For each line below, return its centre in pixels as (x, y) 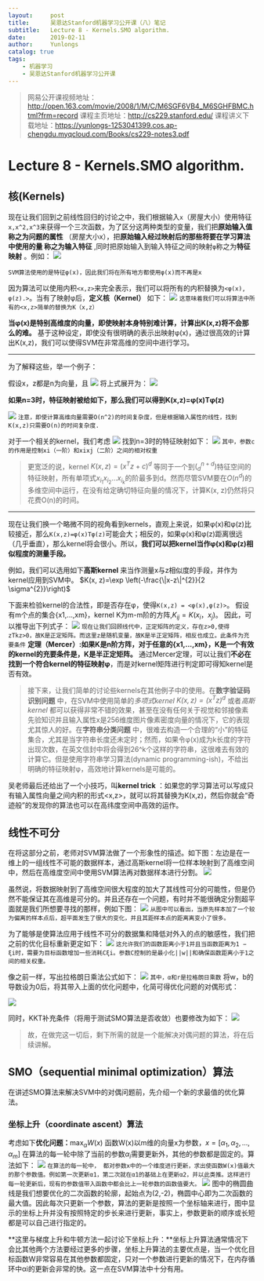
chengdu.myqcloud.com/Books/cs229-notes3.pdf (108, 133)
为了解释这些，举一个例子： (53, 367)
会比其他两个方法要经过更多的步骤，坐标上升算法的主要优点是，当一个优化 (128, 1249)
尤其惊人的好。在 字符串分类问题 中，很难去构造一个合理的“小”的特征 (138, 730)
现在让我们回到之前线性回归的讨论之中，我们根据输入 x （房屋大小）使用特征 (130, 217)
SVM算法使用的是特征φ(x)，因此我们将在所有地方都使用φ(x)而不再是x (105, 272)
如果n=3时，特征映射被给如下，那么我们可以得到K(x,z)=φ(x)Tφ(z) (116, 400)
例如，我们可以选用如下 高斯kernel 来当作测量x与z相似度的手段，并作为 (123, 570)
